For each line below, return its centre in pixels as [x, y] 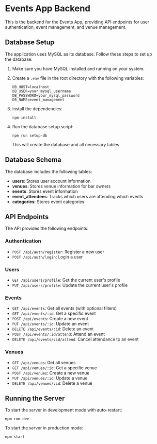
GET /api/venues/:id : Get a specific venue [55, 368]
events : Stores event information [45, 191]
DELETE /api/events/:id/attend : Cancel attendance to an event [75, 339]
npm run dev [17, 419]
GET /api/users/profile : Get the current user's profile [66, 280]
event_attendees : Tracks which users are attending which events [78, 196]
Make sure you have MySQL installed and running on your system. [78, 68]
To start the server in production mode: [44, 428]
